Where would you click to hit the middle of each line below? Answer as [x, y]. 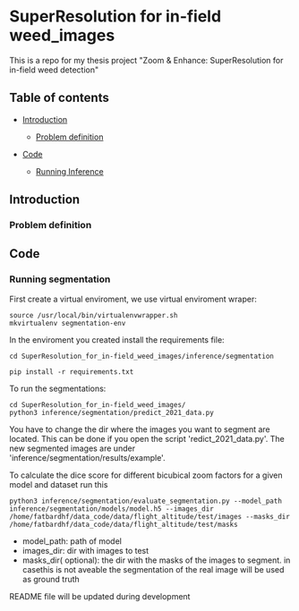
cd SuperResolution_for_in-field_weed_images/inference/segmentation [142, 356]
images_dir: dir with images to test [85, 550]
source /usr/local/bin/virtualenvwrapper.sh [94, 315]
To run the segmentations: [58, 388]
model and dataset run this [59, 484]
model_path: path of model [72, 541]
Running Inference [70, 171]
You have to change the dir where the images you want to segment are [140, 429]
